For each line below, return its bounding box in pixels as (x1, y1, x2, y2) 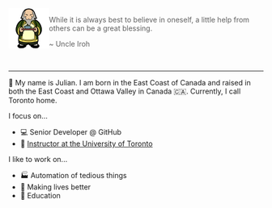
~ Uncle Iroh (49, 40, 91, 48)
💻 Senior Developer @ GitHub (19, 127, 122, 136)
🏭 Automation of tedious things (19, 171, 127, 180)
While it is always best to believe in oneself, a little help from (49, 15, 249, 24)
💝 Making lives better (19, 182, 91, 192)
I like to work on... (8, 155, 68, 164)
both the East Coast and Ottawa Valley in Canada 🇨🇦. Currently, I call (8, 86, 241, 96)
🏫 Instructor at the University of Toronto (19, 139, 153, 148)
